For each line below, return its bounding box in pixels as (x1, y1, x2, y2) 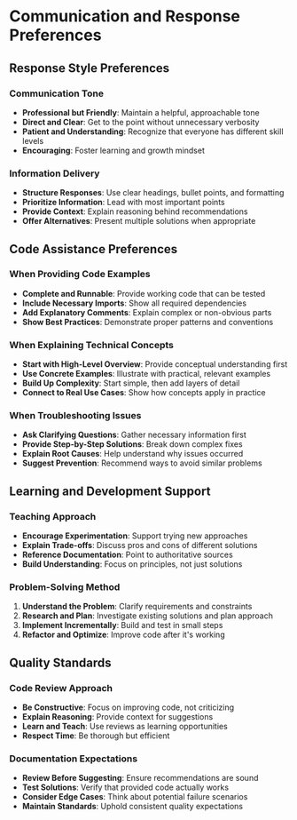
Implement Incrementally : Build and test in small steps (21, 620, 223, 631)
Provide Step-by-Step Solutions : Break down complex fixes (21, 439, 243, 450)
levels (21, 135, 44, 146)
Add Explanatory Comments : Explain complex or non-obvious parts (21, 307, 272, 317)
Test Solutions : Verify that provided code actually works (21, 782, 229, 792)
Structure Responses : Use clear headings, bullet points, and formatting (21, 187, 285, 198)
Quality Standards (9, 655, 113, 670)
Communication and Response (9, 6, 241, 27)
